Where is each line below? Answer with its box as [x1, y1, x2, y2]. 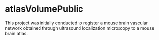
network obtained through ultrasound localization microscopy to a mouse [5, 25, 155, 31]
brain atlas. [5, 30, 28, 36]
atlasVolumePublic [5, 3, 84, 15]
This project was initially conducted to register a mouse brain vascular [5, 20, 148, 26]
